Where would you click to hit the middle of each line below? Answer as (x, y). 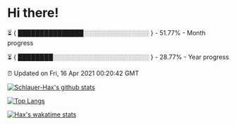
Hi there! (33, 13)
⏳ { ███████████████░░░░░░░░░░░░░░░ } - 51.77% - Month (106, 32)
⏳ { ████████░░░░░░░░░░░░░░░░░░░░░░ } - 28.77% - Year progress (118, 57)
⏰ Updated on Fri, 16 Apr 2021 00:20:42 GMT (73, 73)
